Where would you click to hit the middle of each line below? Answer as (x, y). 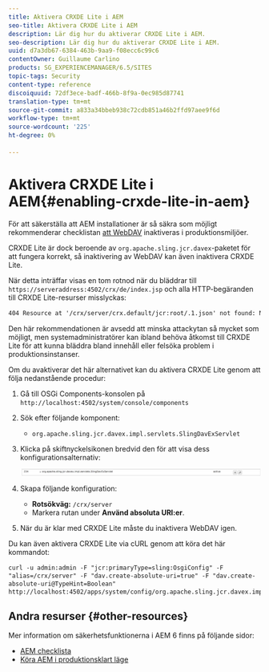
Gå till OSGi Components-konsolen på (82, 394)
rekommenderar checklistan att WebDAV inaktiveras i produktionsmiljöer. (128, 232)
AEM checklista (46, 651)
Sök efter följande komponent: (70, 418)
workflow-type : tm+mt (44, 119)
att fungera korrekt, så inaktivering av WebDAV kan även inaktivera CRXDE (131, 256)
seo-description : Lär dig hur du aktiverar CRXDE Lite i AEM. (114, 43)
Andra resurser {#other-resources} (98, 616)
